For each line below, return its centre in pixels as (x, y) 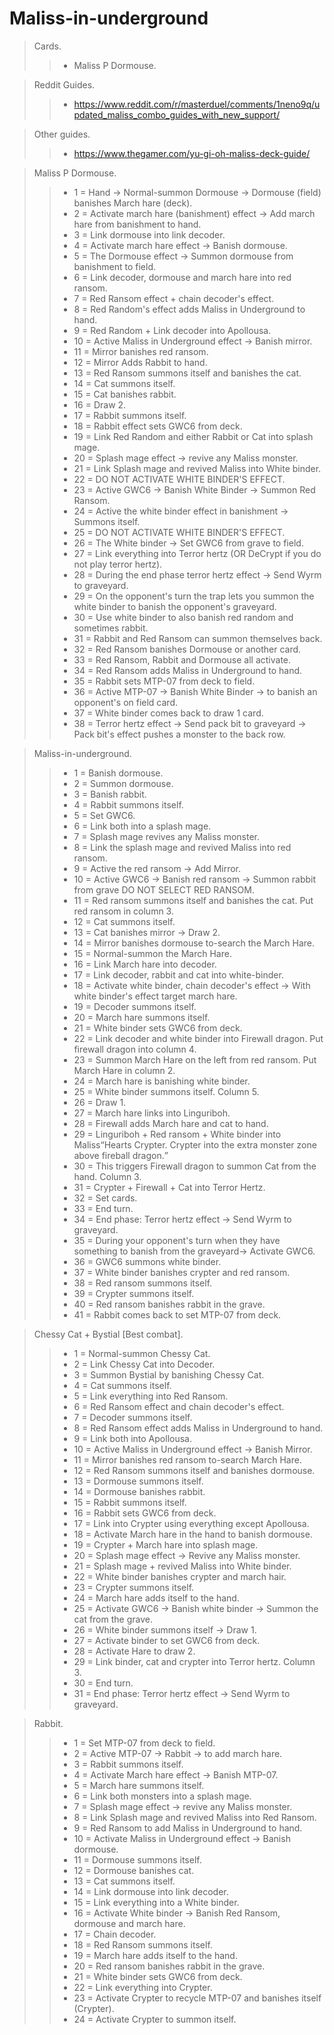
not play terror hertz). (118, 564)
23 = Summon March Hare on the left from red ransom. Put (195, 1059)
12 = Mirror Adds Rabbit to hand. (140, 362)
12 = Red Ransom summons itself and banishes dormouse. (194, 1470)
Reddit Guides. (64, 84)
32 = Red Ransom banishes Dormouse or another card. (187, 649)
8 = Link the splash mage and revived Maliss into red (182, 847)
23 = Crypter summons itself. (134, 1587)
